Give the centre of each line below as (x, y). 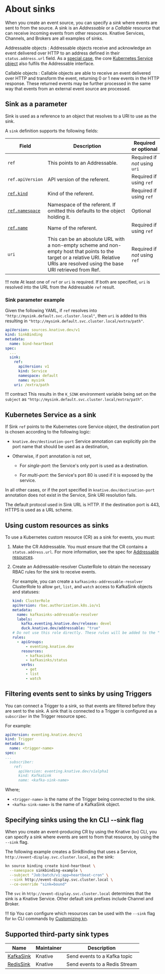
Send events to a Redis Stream (102, 964)
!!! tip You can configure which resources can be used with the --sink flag (80, 914)
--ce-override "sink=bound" (38, 884)
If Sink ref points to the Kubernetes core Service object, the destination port (82, 427)
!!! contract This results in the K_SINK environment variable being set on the (81, 394)
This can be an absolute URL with (86, 239)
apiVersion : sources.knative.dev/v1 (42, 330)
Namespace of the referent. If (82, 204)
